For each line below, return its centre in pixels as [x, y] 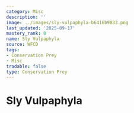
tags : [13, 50]
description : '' [26, 17]
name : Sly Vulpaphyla [33, 39]
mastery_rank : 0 [26, 34]
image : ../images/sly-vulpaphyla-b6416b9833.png [67, 22]
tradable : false [26, 66]
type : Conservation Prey [37, 72]
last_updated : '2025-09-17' [41, 28]
